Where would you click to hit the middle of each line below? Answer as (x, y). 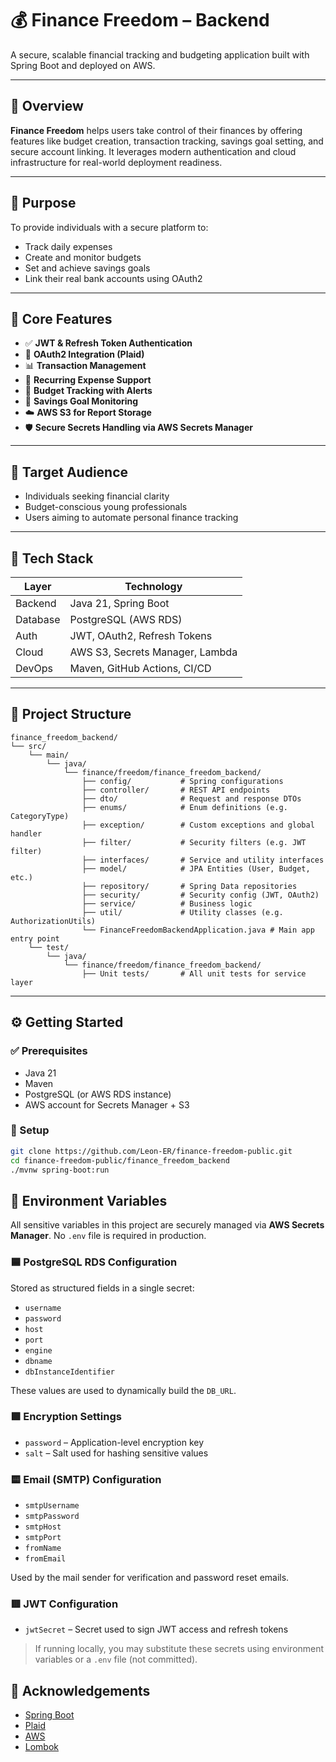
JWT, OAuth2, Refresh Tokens (141, 635)
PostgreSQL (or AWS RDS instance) (98, 1094)
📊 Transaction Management (85, 366)
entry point (35, 938)
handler (26, 833)
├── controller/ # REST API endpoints (176, 790)
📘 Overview (47, 106)
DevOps (34, 668)
